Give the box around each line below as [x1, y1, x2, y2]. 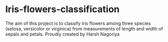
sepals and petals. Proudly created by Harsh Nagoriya [5, 31, 120, 37]
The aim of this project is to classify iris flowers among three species [5, 20, 151, 26]
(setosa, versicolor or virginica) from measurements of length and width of [5, 25, 163, 31]
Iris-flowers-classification [5, 4, 120, 15]
